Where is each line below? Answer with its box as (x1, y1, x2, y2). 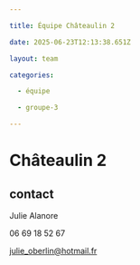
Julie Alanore (9, 211, 59, 221)
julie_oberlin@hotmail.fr (9, 246, 98, 256)
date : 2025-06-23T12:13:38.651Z (9, 37, 131, 46)
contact (9, 186, 54, 201)
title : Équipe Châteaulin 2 (9, 21, 116, 30)
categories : (9, 70, 54, 80)
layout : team (9, 54, 59, 64)
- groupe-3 (17, 103, 59, 113)
